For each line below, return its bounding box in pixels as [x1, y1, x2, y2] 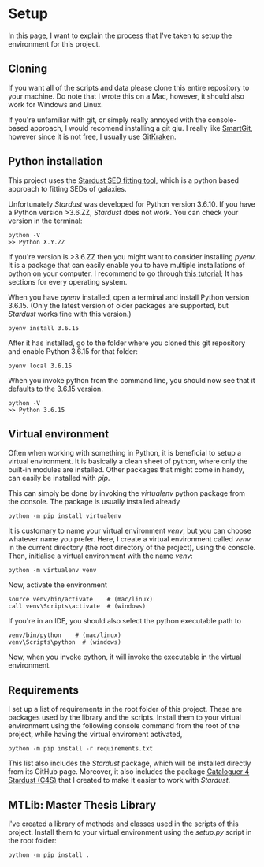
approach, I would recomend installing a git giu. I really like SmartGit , [30, 123, 254, 132]
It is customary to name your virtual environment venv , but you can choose [8, 526, 252, 536]
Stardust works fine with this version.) [8, 309, 132, 318]
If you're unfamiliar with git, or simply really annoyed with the [8, 115, 206, 125]
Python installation [8, 154, 103, 168]
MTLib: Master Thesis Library [8, 798, 156, 812]
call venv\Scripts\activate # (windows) [8, 602, 147, 611]
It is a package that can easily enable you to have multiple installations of [8, 260, 246, 270]
